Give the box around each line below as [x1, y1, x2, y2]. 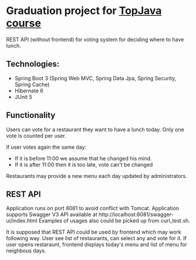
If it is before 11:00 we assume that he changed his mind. [14, 155, 152, 162]
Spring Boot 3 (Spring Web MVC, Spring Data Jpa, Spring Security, [14, 74, 177, 81]
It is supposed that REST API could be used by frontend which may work [6, 228, 182, 235]
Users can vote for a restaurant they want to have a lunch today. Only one [6, 126, 185, 133]
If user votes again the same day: [6, 143, 87, 150]
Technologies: [6, 59, 60, 69]
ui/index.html [6, 217, 38, 224]
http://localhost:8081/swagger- [99, 211, 174, 218]
